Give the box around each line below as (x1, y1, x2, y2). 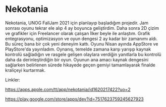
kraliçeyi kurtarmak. (5, 67, 46, 73)
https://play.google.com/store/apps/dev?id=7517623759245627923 (5, 96, 144, 102)
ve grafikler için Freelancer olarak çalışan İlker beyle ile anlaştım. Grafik (5, 30, 150, 36)
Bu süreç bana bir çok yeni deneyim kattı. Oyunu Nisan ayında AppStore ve (5, 41, 159, 47)
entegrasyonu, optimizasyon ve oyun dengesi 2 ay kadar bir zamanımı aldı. (5, 36, 158, 42)
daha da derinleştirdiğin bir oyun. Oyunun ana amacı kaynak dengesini (5, 56, 149, 62)
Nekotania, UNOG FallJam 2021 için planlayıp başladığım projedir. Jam (5, 20, 149, 26)
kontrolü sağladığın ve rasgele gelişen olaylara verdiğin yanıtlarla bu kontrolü (5, 51, 162, 57)
